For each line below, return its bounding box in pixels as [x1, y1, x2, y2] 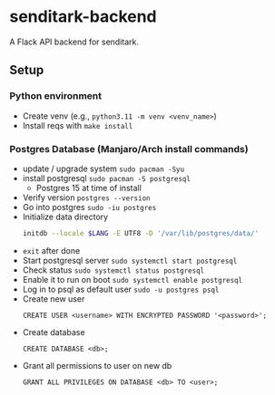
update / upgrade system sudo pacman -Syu [22, 163, 184, 174]
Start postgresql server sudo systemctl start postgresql [22, 255, 238, 265]
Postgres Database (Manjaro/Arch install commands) [9, 142, 249, 155]
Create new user [22, 293, 85, 304]
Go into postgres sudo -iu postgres [22, 201, 157, 212]
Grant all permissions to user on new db [22, 360, 172, 371]
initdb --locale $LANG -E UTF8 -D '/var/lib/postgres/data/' [22, 228, 260, 237]
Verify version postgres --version [22, 192, 151, 203]
